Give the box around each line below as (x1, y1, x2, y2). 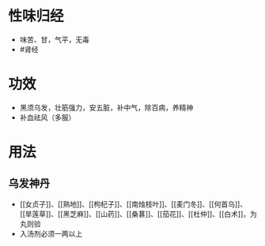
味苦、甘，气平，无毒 (19, 35, 89, 44)
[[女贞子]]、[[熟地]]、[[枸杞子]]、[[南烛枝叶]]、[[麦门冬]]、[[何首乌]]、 (19, 199, 248, 209)
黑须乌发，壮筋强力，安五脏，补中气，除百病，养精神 (19, 102, 194, 112)
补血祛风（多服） (19, 112, 76, 122)
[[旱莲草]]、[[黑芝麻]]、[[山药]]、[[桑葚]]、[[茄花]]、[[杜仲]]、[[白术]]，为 (19, 209, 257, 218)
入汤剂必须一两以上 (19, 229, 83, 238)
